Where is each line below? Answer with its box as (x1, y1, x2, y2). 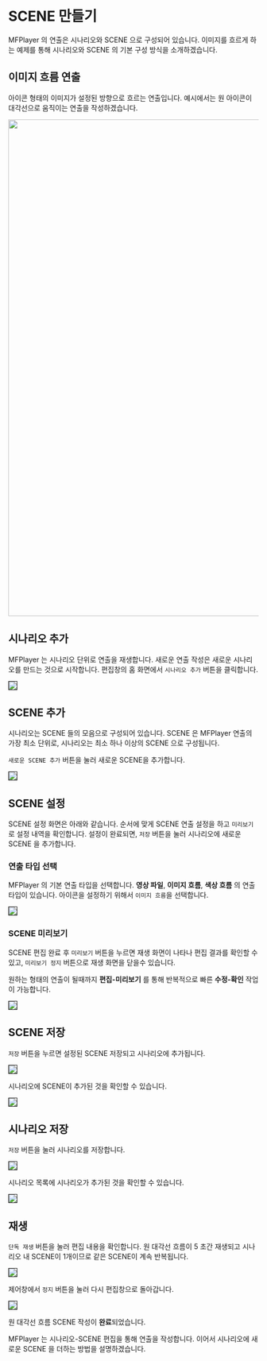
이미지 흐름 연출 (8, 71, 81, 84)
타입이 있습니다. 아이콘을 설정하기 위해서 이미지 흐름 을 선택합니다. (8, 891, 209, 900)
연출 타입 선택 (8, 861, 58, 872)
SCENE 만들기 (8, 7, 98, 25)
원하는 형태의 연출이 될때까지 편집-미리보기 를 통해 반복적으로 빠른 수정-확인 (8, 974, 244, 984)
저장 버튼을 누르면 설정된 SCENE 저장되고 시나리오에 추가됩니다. (8, 1048, 206, 1057)
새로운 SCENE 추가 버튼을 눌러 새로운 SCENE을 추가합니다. (8, 756, 185, 765)
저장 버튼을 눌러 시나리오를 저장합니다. (8, 1145, 126, 1154)
